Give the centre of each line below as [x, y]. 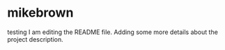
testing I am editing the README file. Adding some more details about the [113, 32]
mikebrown [40, 13]
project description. [36, 39]
